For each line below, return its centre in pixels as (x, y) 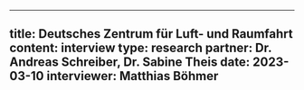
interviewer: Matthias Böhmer (133, 76)
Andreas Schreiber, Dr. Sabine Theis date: (130, 63)
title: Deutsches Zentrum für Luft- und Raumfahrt (151, 34)
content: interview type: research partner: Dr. (141, 48)
